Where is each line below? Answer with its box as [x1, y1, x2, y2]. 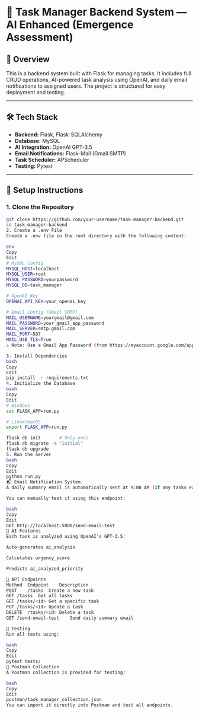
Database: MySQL [14, 137, 60, 144]
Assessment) [6, 31, 73, 44]
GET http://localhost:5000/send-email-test [6, 522, 115, 528]
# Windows [6, 403, 31, 409]
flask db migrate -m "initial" [6, 441, 84, 447]
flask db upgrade [6, 446, 49, 452]
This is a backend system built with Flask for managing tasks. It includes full [6, 70, 191, 76]
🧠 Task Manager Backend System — [6, 5, 187, 19]
